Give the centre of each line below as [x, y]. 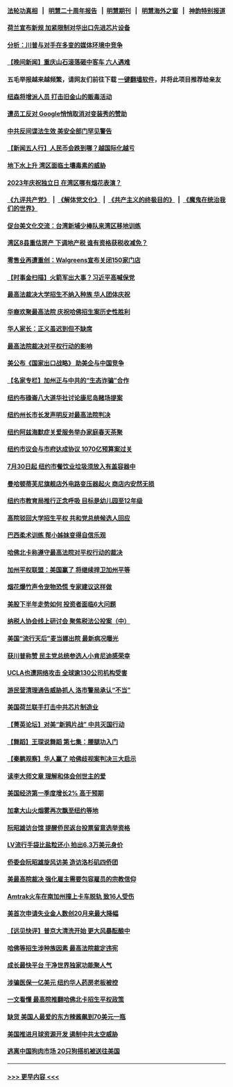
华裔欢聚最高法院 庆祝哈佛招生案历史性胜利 [69, 311]
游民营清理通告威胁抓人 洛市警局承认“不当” [69, 690]
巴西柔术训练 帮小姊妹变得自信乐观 [57, 535]
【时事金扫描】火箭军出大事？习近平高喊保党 [71, 277]
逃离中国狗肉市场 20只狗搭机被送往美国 [63, 1051]
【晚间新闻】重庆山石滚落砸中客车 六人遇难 [69, 62]
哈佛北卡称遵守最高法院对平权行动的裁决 [65, 552]
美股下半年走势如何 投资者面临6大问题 [62, 604]
